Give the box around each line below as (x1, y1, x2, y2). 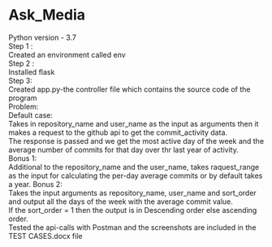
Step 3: (8, 76, 32, 85)
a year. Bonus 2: (8, 179, 63, 188)
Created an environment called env (8, 50, 126, 59)
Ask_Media (8, 6, 86, 24)
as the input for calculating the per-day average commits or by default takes (8, 171, 263, 180)
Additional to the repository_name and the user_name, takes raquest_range (8, 162, 260, 171)
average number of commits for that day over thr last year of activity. (8, 145, 240, 154)
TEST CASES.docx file (8, 231, 83, 240)
